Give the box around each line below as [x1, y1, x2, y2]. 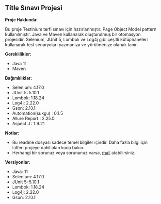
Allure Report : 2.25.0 [12, 115, 55, 121]
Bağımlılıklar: [5, 75, 32, 81]
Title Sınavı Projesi [5, 4, 63, 12]
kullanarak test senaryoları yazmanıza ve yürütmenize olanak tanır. [5, 41, 138, 48]
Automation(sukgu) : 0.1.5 [12, 110, 63, 116]
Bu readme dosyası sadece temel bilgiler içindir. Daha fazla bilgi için [12, 139, 148, 145]
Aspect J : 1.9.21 [12, 120, 45, 126]
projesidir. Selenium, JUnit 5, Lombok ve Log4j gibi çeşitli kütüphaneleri [5, 36, 148, 42]
